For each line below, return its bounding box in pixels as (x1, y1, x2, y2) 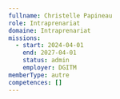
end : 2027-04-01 (22, 49, 78, 57)
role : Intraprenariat (8, 19, 81, 27)
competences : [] (8, 78, 62, 86)
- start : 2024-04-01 (15, 42, 84, 49)
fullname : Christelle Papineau (8, 11, 113, 20)
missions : (8, 34, 42, 42)
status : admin (22, 57, 70, 65)
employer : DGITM (22, 64, 78, 72)
